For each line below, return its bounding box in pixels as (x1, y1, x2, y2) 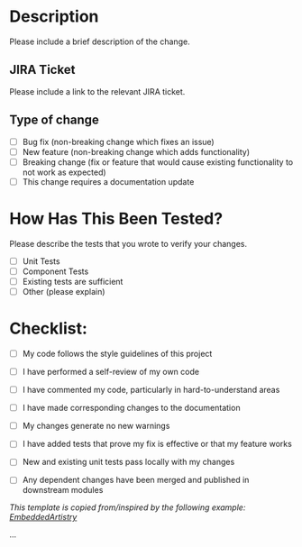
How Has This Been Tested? (9, 209, 224, 229)
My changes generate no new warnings (22, 421, 170, 432)
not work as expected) (22, 167, 106, 178)
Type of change (9, 113, 99, 128)
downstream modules (22, 485, 104, 496)
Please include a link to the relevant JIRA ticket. (9, 86, 186, 96)
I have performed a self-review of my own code (22, 367, 200, 377)
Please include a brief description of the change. (9, 36, 191, 47)
